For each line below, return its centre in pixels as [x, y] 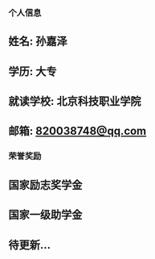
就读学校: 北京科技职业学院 [75, 101]
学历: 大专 [33, 71]
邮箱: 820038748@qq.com [77, 131]
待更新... [30, 245]
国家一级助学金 [45, 215]
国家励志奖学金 [45, 184]
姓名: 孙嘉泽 [38, 42]
